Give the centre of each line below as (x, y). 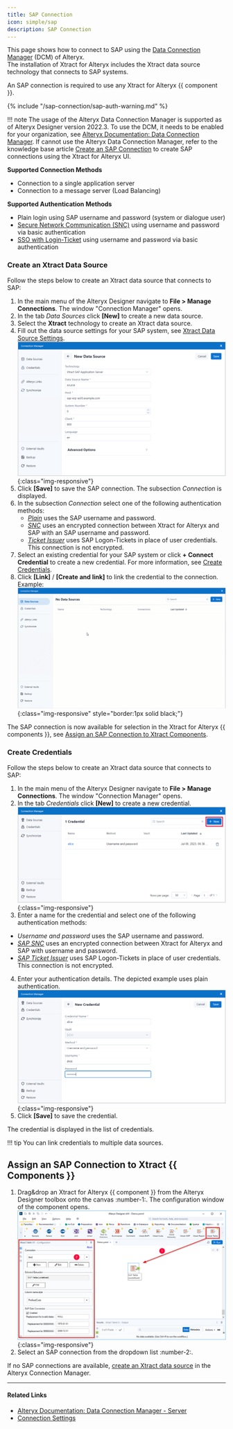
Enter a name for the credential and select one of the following (106, 915)
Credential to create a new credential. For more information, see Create (120, 563)
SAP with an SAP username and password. (89, 533)
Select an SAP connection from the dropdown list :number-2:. (105, 1352)
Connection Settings (46, 1418)
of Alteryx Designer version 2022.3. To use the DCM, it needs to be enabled (115, 127)
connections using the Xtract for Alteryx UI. (69, 157)
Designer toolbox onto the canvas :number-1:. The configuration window (121, 1199)
